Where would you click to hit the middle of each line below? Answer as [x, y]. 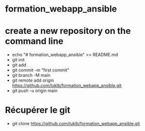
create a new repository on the [68, 31]
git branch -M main [31, 75]
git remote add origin [33, 80]
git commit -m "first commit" [40, 70]
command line [34, 41]
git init [18, 60]
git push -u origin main [35, 91]
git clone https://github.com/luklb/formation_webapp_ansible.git [76, 124]
